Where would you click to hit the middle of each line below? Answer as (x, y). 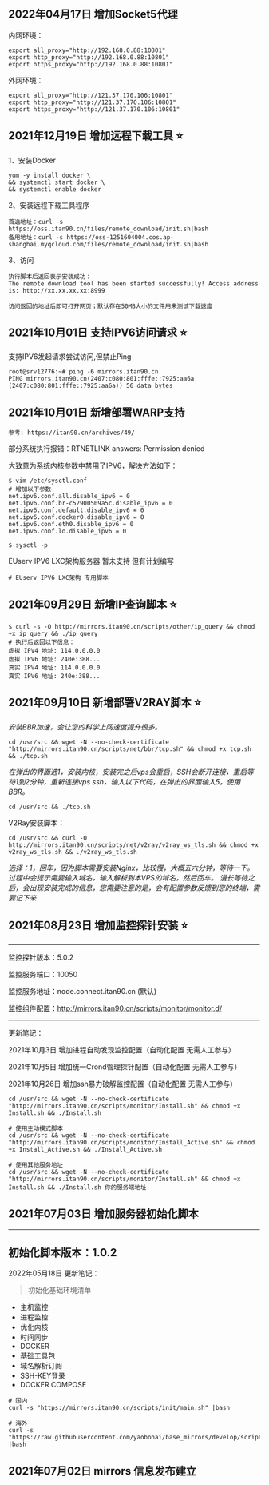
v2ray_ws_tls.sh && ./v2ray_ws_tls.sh (73, 852)
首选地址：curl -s (36, 222)
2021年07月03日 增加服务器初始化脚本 (104, 1214)
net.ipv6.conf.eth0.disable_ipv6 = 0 (71, 525)
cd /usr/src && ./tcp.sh (49, 807)
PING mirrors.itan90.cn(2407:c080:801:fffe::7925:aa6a (101, 379)
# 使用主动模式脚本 (36, 1128)
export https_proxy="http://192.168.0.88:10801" (91, 64)
